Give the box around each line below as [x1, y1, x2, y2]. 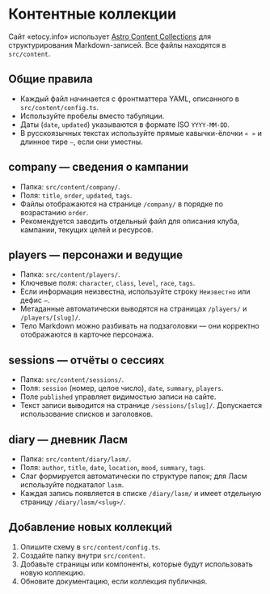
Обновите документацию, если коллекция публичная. [19, 576, 208, 586]
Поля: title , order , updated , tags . [19, 190, 133, 200]
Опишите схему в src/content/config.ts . [19, 541, 161, 551]
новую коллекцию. [19, 567, 86, 577]
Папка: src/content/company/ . [19, 181, 120, 191]
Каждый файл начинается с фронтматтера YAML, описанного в [19, 94, 240, 104]
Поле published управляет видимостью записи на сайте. [19, 392, 217, 401]
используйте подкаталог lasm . [19, 480, 124, 490]
